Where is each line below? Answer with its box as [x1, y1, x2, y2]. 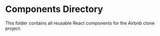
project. [5, 25, 22, 31]
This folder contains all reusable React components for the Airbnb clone [5, 20, 155, 26]
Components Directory [5, 3, 103, 15]
